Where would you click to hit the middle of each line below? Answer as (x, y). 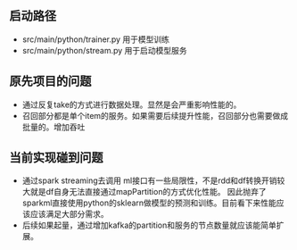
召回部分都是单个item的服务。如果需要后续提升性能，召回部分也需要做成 (155, 115)
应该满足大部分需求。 (69, 214)
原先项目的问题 (50, 82)
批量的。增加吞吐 (54, 127)
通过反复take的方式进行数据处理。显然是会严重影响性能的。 (132, 104)
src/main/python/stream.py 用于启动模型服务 (104, 50)
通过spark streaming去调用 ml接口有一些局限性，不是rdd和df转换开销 (150, 180)
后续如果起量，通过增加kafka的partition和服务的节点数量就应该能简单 (149, 225)
